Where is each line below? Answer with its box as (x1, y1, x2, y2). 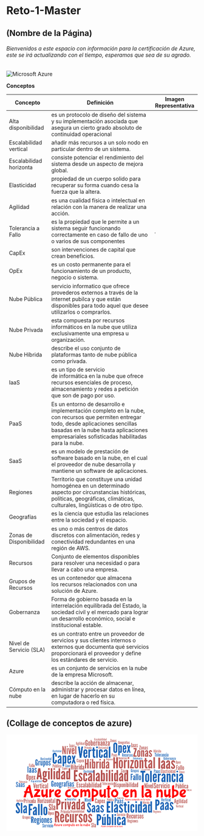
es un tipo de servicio (51, 366, 105, 374)
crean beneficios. (51, 252, 95, 260)
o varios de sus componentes (51, 237, 126, 244)
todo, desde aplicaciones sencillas (51, 420, 138, 427)
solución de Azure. (51, 587, 98, 595)
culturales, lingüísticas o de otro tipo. (51, 501, 144, 509)
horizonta (8, 163, 33, 171)
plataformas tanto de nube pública (51, 351, 137, 358)
